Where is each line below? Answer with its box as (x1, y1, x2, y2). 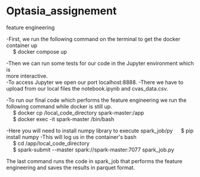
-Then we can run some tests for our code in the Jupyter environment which (6, 60, 194, 67)
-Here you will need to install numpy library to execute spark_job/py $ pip (6, 127, 194, 134)
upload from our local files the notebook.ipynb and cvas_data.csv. (6, 85, 168, 92)
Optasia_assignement (6, 4, 117, 18)
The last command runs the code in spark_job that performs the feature (6, 157, 183, 164)
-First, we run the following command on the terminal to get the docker (6, 35, 181, 42)
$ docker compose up (13, 48, 67, 55)
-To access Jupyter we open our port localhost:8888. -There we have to (6, 79, 184, 86)
